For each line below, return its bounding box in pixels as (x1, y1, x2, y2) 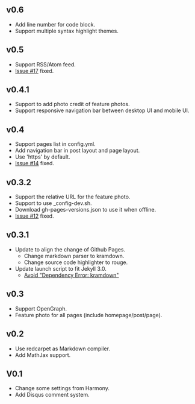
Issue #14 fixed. (14, 160, 54, 167)
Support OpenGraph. (14, 305, 67, 312)
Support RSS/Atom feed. (14, 60, 76, 68)
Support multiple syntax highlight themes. (14, 27, 119, 34)
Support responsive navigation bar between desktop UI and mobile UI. (14, 107, 190, 114)
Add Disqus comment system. (14, 391, 90, 399)
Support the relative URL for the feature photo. (14, 193, 131, 201)
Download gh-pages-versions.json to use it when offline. (14, 206, 156, 213)
